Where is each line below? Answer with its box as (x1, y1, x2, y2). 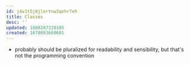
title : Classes (6, 14, 44, 20)
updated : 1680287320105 (6, 24, 65, 31)
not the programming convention (14, 52, 95, 59)
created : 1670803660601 (6, 30, 65, 36)
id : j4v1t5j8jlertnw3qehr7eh (6, 8, 78, 15)
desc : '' (6, 19, 28, 25)
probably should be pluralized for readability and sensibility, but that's (14, 46, 184, 53)
